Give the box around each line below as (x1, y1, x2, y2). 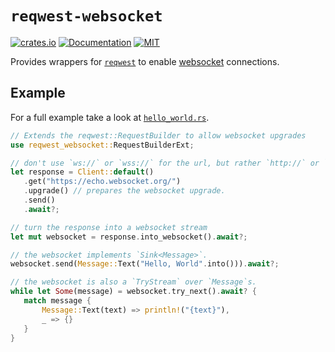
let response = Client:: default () (10, 167, 155, 177)
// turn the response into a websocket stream (10, 222, 208, 232)
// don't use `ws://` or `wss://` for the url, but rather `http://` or (10, 158, 320, 168)
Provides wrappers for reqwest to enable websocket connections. (10, 55, 280, 67)
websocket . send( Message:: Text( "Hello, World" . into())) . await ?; (10, 259, 280, 269)
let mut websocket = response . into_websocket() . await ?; (10, 232, 248, 242)
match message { (23, 296, 92, 306)
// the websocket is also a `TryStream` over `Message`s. (10, 277, 257, 287)
